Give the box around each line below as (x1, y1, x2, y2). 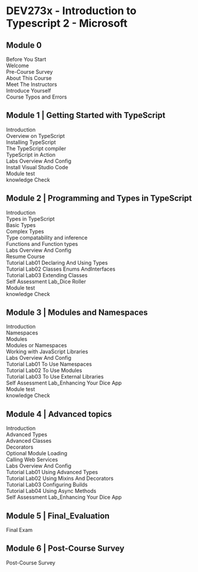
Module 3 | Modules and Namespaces (6, 308, 148, 318)
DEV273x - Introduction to (6, 4, 137, 18)
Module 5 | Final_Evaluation (6, 511, 110, 521)
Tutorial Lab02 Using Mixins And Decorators (6, 475, 114, 482)
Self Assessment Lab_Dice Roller (6, 278, 87, 285)
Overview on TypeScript (6, 132, 65, 139)
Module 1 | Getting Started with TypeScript (6, 110, 166, 120)
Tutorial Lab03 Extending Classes (6, 271, 88, 278)
